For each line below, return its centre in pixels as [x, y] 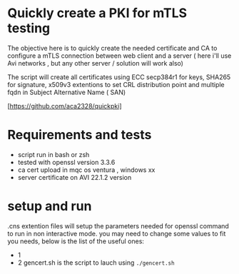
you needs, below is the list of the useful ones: [76, 241]
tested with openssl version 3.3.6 [66, 162]
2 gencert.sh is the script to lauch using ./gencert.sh [96, 263]
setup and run [50, 207]
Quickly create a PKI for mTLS [97, 13]
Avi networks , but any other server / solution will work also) [96, 63]
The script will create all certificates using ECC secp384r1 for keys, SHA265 [119, 77]
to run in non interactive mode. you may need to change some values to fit [117, 233]
